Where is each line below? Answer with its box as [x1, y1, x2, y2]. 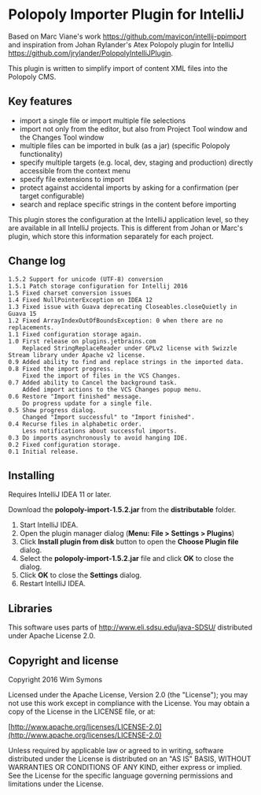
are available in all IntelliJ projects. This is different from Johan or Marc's [8, 223, 244, 232]
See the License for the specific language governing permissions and [8, 771, 233, 780]
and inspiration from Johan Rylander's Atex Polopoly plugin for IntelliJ [8, 39, 234, 49]
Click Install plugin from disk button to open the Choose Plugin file [19, 537, 239, 547]
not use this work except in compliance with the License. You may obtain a [8, 699, 250, 708]
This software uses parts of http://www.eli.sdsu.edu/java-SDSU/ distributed [8, 622, 253, 632]
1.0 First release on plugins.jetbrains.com [8, 337, 156, 345]
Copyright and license [8, 654, 119, 667]
